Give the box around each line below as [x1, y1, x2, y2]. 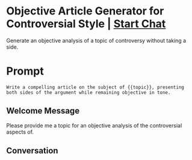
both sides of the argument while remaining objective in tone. [6, 89, 171, 96]
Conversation [6, 146, 58, 156]
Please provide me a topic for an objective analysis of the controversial [6, 122, 182, 129]
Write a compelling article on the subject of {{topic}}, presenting [6, 84, 185, 90]
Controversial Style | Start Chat [6, 17, 166, 31]
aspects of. [6, 128, 34, 135]
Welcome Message [6, 106, 80, 116]
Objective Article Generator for [6, 4, 164, 18]
